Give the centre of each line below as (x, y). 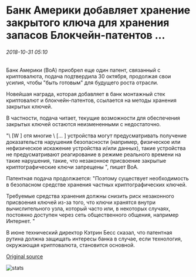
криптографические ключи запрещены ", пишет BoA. (72, 167)
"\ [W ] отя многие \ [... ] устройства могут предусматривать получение (96, 136)
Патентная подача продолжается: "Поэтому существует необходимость (97, 179)
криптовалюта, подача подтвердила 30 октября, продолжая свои (89, 77)
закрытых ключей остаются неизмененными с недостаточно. (84, 124)
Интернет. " (21, 221)
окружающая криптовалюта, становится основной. (70, 245)
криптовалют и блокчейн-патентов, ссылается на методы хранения (92, 100)
